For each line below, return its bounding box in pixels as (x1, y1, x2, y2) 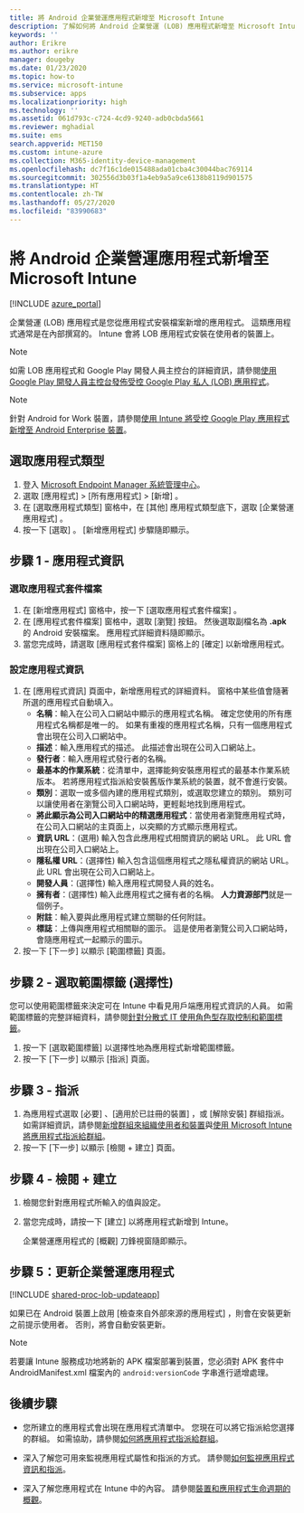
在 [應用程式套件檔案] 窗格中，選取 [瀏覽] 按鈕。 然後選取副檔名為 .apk (22, 616, 287, 627)
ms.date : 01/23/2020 (9, 64, 88, 73)
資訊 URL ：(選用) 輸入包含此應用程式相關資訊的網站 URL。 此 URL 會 (35, 833, 292, 844)
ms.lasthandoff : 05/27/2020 (9, 198, 116, 208)
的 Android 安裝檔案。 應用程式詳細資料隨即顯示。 (22, 628, 210, 638)
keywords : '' (9, 30, 59, 39)
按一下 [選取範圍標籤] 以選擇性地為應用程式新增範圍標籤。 (22, 1042, 240, 1054)
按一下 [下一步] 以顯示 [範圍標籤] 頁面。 (22, 946, 170, 957)
